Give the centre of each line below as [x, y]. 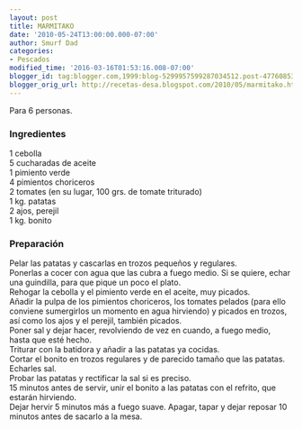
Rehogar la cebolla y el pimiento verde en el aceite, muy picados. [130, 292]
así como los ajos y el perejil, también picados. [96, 321]
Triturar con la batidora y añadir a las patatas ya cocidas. [115, 350]
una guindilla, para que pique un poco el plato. [95, 283]
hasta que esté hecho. [51, 340]
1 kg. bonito [31, 220]
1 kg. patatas [33, 201]
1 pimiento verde [40, 172]
